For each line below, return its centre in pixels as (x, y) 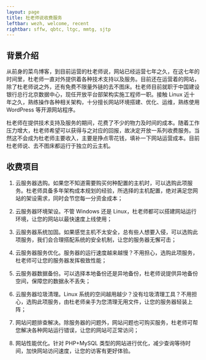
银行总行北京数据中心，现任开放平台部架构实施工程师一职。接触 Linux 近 (98, 94)
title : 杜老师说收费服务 (34, 18)
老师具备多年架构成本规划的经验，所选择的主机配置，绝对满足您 (112, 190)
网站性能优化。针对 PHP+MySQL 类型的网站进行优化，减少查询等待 (100, 343)
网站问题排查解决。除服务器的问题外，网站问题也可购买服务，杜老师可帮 (106, 322)
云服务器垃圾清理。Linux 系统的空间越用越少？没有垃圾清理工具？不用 (103, 294)
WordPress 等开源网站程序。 (42, 110)
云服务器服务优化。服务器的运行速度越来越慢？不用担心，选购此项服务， (106, 253)
